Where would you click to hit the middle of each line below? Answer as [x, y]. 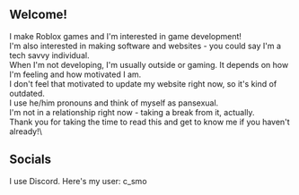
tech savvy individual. [49, 55]
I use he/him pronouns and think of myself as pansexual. [114, 103]
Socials [31, 160]
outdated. [27, 93]
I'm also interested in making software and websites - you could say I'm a [145, 46]
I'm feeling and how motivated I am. [75, 74]
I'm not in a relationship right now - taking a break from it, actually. [132, 112]
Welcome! [38, 15]
